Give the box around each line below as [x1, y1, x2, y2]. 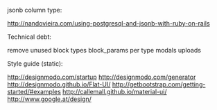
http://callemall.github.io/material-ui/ [62, 88, 168, 95]
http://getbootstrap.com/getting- [112, 80, 206, 89]
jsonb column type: [7, 6, 62, 14]
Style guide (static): [7, 59, 64, 68]
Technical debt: [7, 33, 52, 41]
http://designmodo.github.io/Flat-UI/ [7, 80, 111, 89]
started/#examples [7, 88, 61, 95]
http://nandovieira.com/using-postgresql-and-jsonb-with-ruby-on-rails [7, 19, 210, 27]
